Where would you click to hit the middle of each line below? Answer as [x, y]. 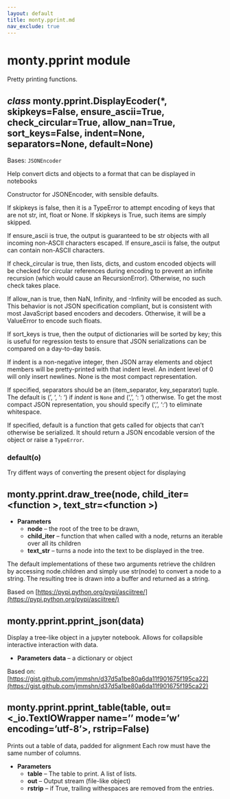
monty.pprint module [69, 60]
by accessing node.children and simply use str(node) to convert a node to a [114, 571]
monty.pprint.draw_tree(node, [74, 494]
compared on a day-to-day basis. [54, 349]
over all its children [54, 543]
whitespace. [24, 412]
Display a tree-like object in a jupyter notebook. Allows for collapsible [105, 637]
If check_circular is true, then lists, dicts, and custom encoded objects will [112, 264]
